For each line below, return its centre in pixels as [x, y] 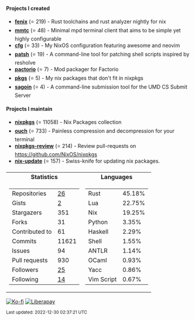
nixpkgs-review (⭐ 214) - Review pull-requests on [75, 146]
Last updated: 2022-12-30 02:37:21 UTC [47, 312]
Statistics [44, 177]
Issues [21, 251]
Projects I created [28, 8]
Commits [24, 241]
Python [98, 222]
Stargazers [27, 213]
